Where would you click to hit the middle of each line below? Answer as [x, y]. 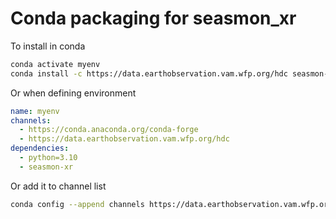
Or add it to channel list [58, 186]
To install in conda [48, 46]
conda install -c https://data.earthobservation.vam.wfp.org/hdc [149, 73]
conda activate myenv [55, 64]
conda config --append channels [77, 204]
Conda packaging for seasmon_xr [153, 18]
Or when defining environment [73, 93]
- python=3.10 [48, 158]
